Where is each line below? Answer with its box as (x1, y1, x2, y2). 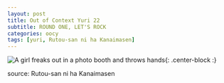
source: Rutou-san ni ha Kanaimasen (7, 70, 115, 78)
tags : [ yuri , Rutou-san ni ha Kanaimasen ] (7, 37, 135, 44)
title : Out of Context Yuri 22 (7, 17, 100, 24)
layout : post (7, 10, 46, 18)
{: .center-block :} (164, 56, 217, 64)
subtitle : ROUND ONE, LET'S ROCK (7, 23, 107, 30)
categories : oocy (7, 30, 59, 37)
